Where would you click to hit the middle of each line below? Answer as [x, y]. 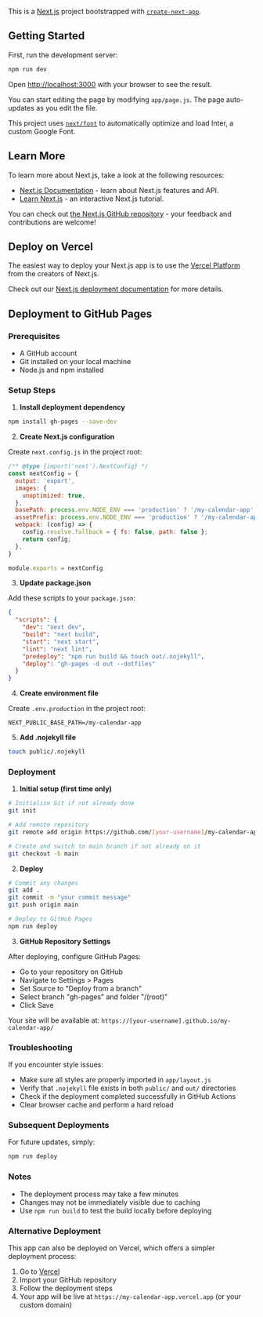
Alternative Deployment [55, 1231]
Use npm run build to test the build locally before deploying [115, 1210]
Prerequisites [34, 336]
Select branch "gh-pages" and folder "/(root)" [94, 997]
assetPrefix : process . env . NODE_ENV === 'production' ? [106, 517]
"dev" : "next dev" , [54, 627]
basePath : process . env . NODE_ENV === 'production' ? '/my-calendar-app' [135, 510]
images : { [31, 488]
